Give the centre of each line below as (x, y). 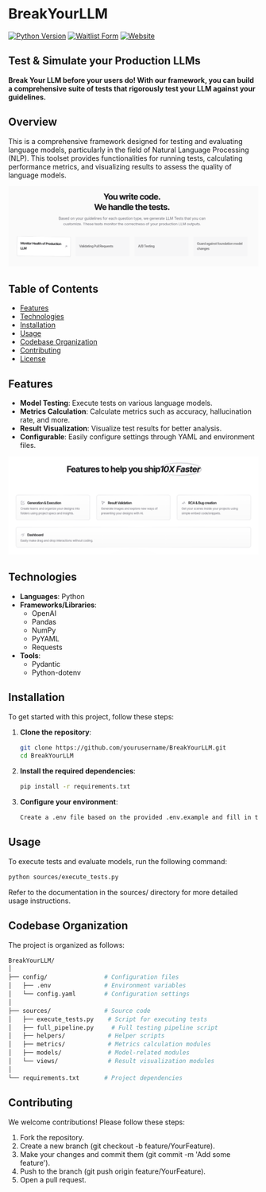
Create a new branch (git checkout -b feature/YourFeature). (118, 1146)
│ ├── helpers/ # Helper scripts (87, 1036)
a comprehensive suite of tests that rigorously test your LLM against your (132, 88)
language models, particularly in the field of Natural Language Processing (129, 150)
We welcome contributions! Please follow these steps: (96, 1122)
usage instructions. (40, 901)
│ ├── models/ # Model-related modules (99, 1053)
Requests (47, 647)
